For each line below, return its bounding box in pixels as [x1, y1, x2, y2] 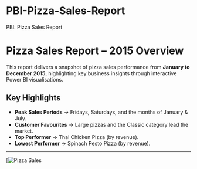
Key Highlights [6, 93, 61, 103]
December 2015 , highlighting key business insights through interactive [6, 69, 177, 77]
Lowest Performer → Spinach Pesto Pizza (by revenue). [14, 140, 151, 147]
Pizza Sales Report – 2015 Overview [6, 44, 184, 58]
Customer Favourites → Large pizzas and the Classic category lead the [14, 121, 189, 128]
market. [14, 127, 33, 134]
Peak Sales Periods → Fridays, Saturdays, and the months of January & [14, 109, 188, 116]
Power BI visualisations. [6, 76, 63, 83]
